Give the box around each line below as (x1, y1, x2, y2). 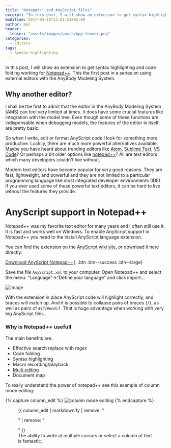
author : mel (5, 21, 31, 27)
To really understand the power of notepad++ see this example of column (5, 382, 160, 388)
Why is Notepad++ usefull (5, 323, 72, 331)
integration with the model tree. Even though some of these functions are (5, 114, 159, 121)
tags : (5, 45, 17, 51)
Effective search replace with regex (12, 345, 88, 351)
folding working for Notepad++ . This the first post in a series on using (5, 69, 152, 76)
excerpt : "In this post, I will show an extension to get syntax (5, 12, 147, 17)
